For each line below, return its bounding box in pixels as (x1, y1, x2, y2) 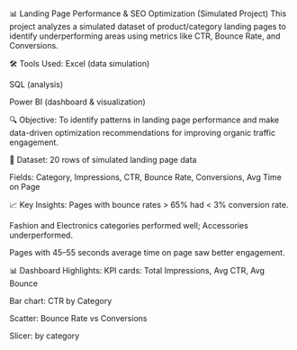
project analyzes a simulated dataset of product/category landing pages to (9, 22, 286, 31)
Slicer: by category (9, 330, 80, 341)
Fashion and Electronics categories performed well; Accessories (9, 220, 249, 230)
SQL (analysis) (9, 79, 64, 89)
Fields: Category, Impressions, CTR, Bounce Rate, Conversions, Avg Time (9, 172, 282, 183)
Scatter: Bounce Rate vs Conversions (9, 313, 148, 323)
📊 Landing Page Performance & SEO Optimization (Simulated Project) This (9, 8, 287, 19)
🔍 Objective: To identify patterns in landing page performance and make (9, 114, 280, 125)
